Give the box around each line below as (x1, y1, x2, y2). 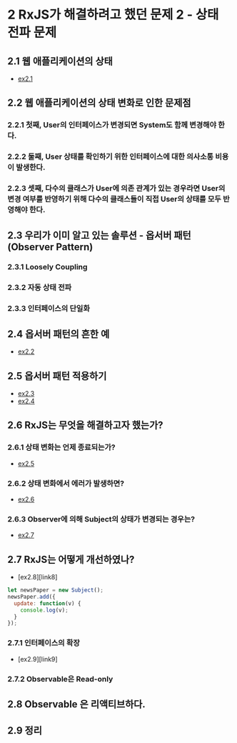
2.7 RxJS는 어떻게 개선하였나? (7, 553, 135, 565)
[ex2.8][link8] (17, 573, 58, 582)
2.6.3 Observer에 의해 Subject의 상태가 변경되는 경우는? (7, 514, 195, 524)
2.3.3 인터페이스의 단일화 (7, 304, 91, 314)
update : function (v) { (14, 599, 81, 607)
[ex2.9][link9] (17, 654, 59, 663)
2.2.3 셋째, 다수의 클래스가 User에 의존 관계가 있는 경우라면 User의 (7, 184, 226, 194)
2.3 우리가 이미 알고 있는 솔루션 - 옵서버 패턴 (7, 229, 191, 241)
